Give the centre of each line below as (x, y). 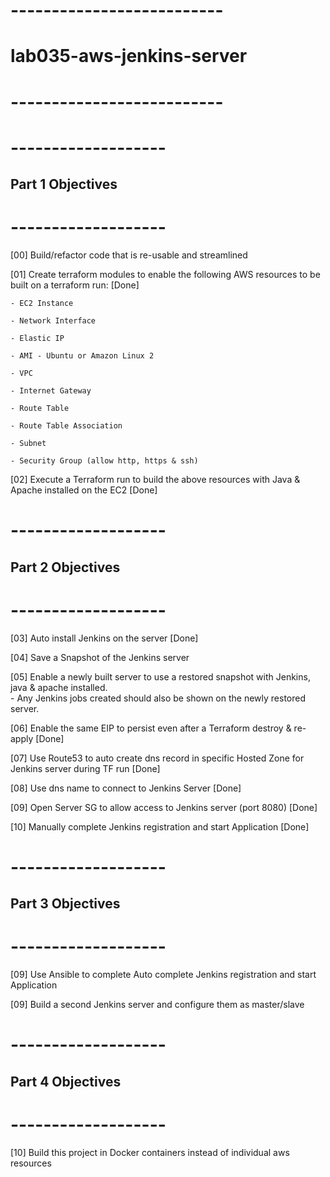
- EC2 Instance (42, 304)
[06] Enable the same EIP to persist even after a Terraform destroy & (151, 728)
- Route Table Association (66, 426)
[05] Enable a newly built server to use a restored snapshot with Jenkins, (160, 676)
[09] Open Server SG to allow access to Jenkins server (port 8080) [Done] (164, 807)
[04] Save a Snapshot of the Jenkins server (100, 657)
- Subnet (28, 444)
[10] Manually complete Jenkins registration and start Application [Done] (160, 826)
